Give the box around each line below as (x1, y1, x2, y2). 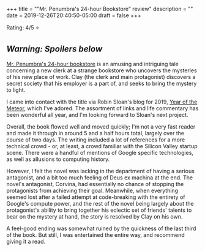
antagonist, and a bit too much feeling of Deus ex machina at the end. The (6, 174, 193, 181)
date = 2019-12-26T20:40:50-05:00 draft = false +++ (6, 12, 142, 19)
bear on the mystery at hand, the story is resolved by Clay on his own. (6, 212, 183, 220)
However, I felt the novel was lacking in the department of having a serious (6, 167, 195, 174)
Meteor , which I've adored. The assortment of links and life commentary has (6, 104, 199, 112)
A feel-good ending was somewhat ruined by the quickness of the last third (6, 225, 196, 232)
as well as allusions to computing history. (6, 155, 110, 163)
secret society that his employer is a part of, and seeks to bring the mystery (6, 80, 197, 87)
